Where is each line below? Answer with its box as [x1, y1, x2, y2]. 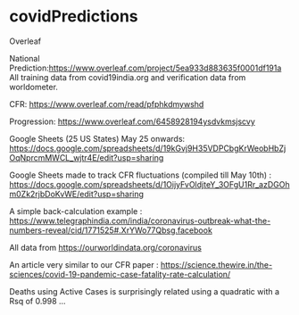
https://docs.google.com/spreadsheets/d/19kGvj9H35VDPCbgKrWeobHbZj [9, 143, 287, 153]
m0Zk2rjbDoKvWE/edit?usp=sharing [9, 188, 145, 199]
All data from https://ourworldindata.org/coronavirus [9, 242, 203, 253]
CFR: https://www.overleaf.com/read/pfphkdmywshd [9, 98, 204, 109]
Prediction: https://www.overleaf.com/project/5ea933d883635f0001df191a [9, 62, 282, 73]
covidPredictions [9, 6, 138, 27]
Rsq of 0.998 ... [9, 295, 66, 306]
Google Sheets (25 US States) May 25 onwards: [9, 133, 186, 144]
